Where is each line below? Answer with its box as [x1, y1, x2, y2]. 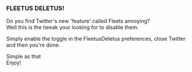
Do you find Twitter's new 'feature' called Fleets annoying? [6, 18, 150, 25]
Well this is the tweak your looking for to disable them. [6, 24, 139, 31]
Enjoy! [6, 59, 22, 66]
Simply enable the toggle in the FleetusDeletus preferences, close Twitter [6, 35, 186, 42]
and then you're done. [6, 41, 61, 48]
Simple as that [6, 53, 42, 60]
